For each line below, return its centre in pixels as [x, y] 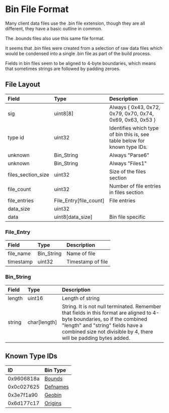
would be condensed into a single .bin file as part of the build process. [78, 53]
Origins [53, 403]
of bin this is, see [129, 134]
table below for [127, 141]
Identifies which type [134, 128]
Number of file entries [135, 186]
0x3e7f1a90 [23, 395]
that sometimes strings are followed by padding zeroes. [63, 69]
